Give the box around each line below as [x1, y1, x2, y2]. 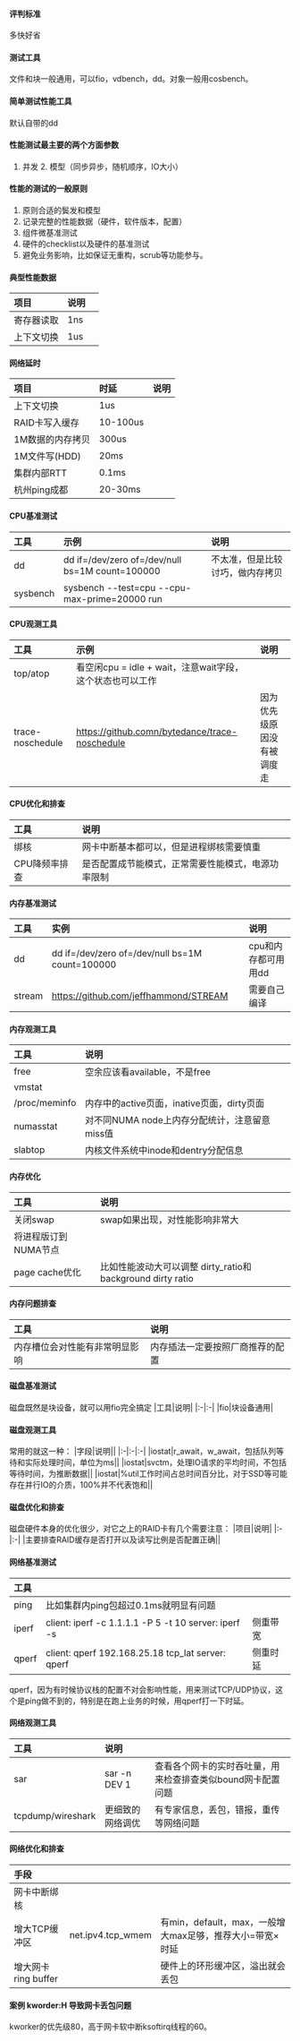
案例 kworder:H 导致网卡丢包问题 [9, 2000, 132, 2011]
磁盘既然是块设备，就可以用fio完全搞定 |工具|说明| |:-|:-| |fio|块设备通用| [9, 1402, 274, 1413]
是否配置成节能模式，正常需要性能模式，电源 [81, 858, 271, 870]
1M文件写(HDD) [13, 450, 82, 463]
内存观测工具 [9, 1024, 56, 1034]
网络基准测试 [9, 1556, 56, 1567]
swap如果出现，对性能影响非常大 [99, 1213, 239, 1226]
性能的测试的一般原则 [9, 184, 87, 194]
